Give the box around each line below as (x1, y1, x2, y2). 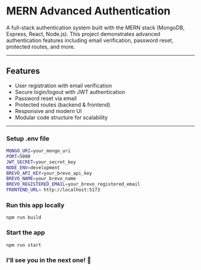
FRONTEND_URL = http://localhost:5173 (6, 187, 100, 193)
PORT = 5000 (6, 153, 31, 159)
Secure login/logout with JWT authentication (14, 88, 126, 95)
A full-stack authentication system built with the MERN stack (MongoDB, (6, 24, 185, 31)
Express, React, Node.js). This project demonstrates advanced (6, 30, 160, 37)
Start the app (6, 229, 45, 237)
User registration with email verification (14, 82, 112, 89)
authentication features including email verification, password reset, (6, 37, 173, 44)
